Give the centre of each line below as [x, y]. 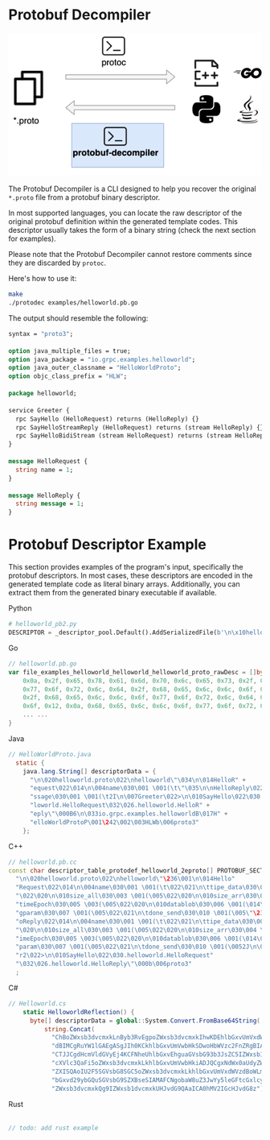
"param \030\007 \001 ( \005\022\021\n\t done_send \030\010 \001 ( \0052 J [133, 947]
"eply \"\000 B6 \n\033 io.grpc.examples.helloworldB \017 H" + [129, 814]
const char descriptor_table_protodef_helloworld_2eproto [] [111, 871]
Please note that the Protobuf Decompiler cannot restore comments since [130, 255]
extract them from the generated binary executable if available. [112, 593]
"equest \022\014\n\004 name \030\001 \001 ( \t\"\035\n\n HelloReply [139, 788]
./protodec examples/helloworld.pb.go [73, 303]
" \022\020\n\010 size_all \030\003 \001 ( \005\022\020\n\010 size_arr [129, 896]
